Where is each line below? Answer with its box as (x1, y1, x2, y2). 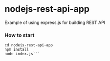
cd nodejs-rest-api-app (4, 43, 53, 48)
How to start (4, 32, 35, 39)
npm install (4, 47, 29, 52)
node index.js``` (4, 51, 40, 57)
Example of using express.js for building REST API (4, 20, 106, 25)
